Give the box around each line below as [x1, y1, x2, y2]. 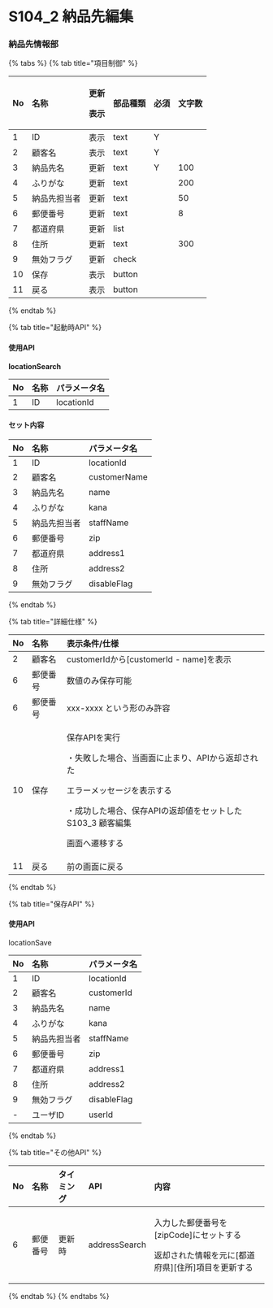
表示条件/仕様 [66, 637, 119, 649]
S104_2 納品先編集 [8, 7, 134, 26]
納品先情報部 [8, 38, 59, 50]
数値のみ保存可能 [66, 675, 132, 686]
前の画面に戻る [66, 861, 124, 872]
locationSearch [8, 361, 62, 371]
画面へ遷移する [66, 837, 124, 849]
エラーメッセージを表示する [66, 784, 172, 796]
